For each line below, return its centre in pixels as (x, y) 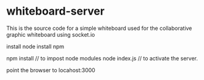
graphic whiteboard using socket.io (51, 34)
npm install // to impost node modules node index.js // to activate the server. (102, 58)
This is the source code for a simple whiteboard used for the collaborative (99, 28)
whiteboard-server (56, 11)
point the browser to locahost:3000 (51, 70)
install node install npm (35, 46)
